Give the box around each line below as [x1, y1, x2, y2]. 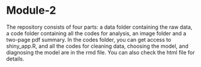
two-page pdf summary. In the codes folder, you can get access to [6, 36, 172, 43]
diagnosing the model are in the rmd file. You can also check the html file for [6, 48, 195, 56]
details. [6, 55, 25, 62]
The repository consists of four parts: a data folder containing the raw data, [6, 23, 193, 31]
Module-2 [6, 4, 56, 17]
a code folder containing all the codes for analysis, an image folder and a [6, 29, 187, 36]
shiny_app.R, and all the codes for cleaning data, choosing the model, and [6, 42, 189, 50]
